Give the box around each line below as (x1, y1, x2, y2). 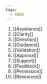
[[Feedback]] (12, 63, 40, 69)
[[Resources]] (12, 73, 41, 79)
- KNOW (10, 12, 24, 17)
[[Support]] (12, 57, 36, 63)
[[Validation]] (12, 47, 40, 53)
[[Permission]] (12, 68, 43, 74)
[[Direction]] (12, 36, 38, 42)
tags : (5, 7, 17, 12)
